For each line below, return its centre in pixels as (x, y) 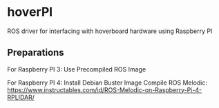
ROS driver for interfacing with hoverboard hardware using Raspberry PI (110, 31)
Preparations (36, 53)
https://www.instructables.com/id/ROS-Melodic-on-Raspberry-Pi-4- (105, 89)
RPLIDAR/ (21, 97)
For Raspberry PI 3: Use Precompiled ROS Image (77, 69)
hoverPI (30, 12)
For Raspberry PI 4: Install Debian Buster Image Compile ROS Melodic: (107, 83)
